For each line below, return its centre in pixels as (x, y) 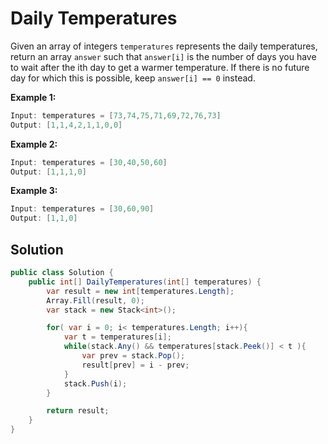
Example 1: (33, 97)
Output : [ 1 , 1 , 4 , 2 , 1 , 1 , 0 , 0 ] (66, 125)
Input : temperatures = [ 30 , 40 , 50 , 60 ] (89, 162)
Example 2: (34, 144)
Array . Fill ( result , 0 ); (95, 300)
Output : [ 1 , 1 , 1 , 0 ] (48, 172)
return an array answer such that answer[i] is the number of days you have (163, 56)
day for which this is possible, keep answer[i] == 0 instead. (133, 78)
